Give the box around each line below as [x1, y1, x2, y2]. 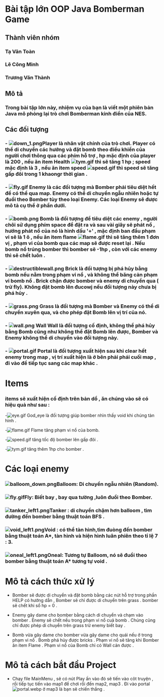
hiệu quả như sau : [5, 401, 50, 408]
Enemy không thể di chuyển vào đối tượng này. [5, 334, 119, 341]
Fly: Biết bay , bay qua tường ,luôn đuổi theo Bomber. [24, 494, 153, 501]
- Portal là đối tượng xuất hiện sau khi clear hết [5, 347, 147, 354]
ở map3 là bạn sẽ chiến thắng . [42, 686, 105, 692]
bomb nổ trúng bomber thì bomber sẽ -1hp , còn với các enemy [5, 246, 158, 253]
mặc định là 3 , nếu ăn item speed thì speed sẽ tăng [5, 164, 159, 171]
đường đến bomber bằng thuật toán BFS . [5, 513, 105, 520]
